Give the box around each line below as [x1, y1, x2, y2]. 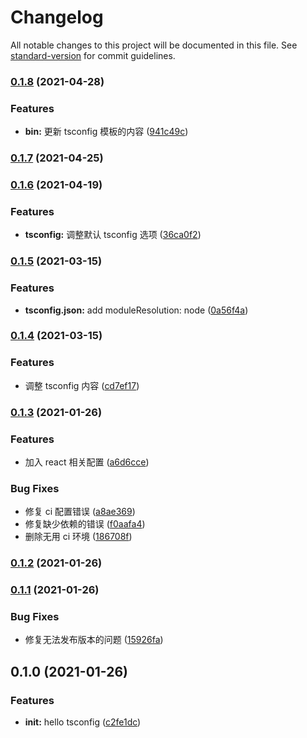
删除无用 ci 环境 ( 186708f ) [24, 531, 133, 543]
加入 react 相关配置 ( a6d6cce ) [24, 456, 150, 468]
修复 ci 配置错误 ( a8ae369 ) [24, 506, 136, 518]
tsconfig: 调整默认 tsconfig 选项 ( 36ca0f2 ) [24, 229, 202, 241]
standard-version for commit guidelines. [10, 49, 176, 61]
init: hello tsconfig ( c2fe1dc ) [24, 716, 142, 728]
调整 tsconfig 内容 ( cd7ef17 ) [24, 379, 140, 391]
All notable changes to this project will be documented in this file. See [10, 39, 298, 51]
